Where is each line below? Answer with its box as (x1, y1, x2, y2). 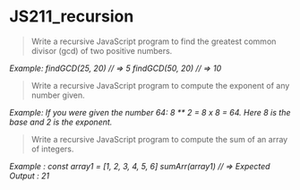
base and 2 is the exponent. (9, 117, 113, 127)
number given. (30, 90, 85, 100)
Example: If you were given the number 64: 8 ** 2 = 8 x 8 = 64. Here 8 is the (9, 107, 291, 117)
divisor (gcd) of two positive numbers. (30, 45, 173, 56)
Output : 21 (9, 170, 50, 181)
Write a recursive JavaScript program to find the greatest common (30, 36, 277, 47)
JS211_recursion (9, 6, 134, 27)
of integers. (30, 143, 74, 154)
